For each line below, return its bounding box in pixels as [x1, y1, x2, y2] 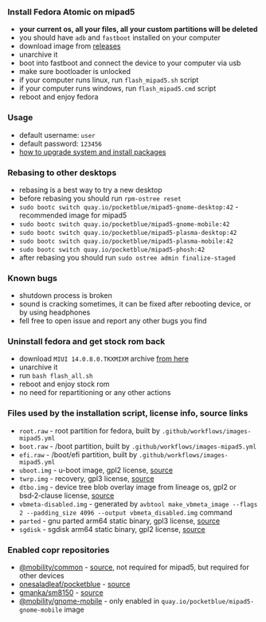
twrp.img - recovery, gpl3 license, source [18, 473, 155, 483]
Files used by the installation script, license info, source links [7, 408, 248, 419]
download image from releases [18, 41, 121, 51]
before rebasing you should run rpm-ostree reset [18, 194, 182, 203]
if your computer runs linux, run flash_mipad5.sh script [18, 75, 199, 85]
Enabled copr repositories [7, 544, 110, 555]
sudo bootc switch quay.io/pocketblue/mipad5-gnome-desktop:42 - [18, 201, 239, 211]
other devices [18, 571, 65, 581]
